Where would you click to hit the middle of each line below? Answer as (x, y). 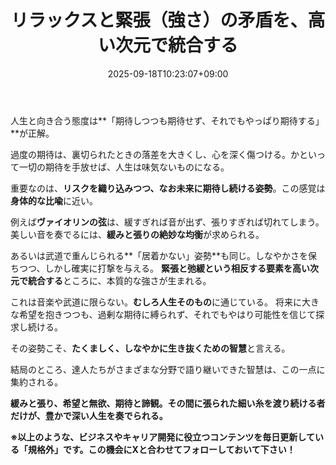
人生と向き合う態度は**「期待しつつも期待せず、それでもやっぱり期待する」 (167, 120)
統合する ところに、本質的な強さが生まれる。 (119, 280)
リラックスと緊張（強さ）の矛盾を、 (159, 20)
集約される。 (36, 382)
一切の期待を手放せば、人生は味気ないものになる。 (124, 167)
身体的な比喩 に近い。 (54, 200)
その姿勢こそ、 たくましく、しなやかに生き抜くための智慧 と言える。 (150, 348)
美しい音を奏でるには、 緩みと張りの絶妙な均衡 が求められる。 (137, 234)
